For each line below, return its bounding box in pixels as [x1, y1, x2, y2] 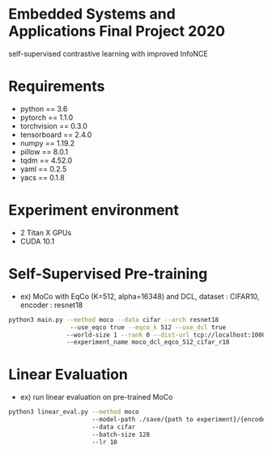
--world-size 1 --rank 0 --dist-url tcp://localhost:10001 [66, 331, 270, 339]
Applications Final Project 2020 [8, 22, 225, 40]
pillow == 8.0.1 [19, 146, 69, 156]
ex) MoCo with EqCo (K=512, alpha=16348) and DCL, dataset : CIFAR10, [19, 291, 260, 301]
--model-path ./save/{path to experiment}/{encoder [91, 416, 270, 424]
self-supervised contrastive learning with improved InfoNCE [8, 49, 208, 58]
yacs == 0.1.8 [19, 172, 65, 182]
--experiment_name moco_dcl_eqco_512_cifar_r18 [66, 338, 230, 346]
